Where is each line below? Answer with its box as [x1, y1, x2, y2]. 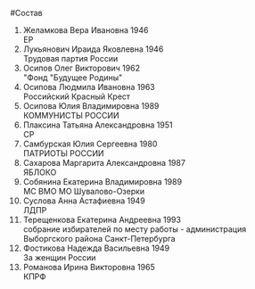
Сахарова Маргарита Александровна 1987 [22, 158, 186, 168]
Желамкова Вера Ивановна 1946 [22, 25, 149, 35]
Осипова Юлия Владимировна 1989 [22, 101, 160, 111]
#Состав [10, 8, 43, 18]
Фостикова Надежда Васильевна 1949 [22, 243, 170, 253]
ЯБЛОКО [22, 167, 57, 178]
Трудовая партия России [22, 54, 119, 63]
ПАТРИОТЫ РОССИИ [22, 148, 105, 159]
